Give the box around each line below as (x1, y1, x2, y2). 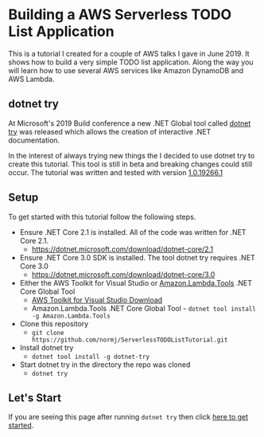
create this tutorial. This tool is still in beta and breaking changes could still (8, 159, 253, 169)
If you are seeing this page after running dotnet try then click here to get (8, 412, 249, 422)
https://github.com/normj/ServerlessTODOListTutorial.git (31, 336, 228, 344)
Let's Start (8, 391, 62, 404)
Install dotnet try (19, 342, 74, 352)
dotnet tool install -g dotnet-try (31, 353, 149, 361)
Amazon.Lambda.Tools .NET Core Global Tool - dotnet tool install (31, 303, 256, 313)
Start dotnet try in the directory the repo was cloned (19, 360, 191, 369)
